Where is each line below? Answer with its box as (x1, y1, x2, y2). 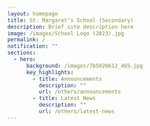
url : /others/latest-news (38, 108, 115, 115)
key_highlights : (25, 69, 74, 76)
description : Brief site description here (7, 23, 134, 30)
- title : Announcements (32, 75, 102, 83)
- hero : (13, 56, 37, 63)
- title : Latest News (32, 95, 96, 102)
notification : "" (7, 43, 58, 50)
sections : (7, 50, 37, 57)
